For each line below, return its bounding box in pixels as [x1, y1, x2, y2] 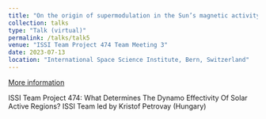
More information [8, 77, 65, 87]
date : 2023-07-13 [8, 48, 66, 56]
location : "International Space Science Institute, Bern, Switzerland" [8, 56, 249, 64]
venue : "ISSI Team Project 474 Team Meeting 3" [8, 41, 169, 49]
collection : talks [8, 19, 69, 27]
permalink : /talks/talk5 [8, 33, 90, 42]
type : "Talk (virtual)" [8, 26, 87, 34]
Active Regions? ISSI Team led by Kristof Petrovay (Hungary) [8, 101, 207, 111]
